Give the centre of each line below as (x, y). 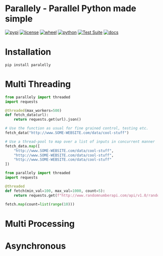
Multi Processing (40, 224)
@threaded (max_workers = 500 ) (33, 110)
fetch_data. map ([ (23, 146)
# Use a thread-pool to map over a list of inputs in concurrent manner (80, 142)
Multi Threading (38, 84)
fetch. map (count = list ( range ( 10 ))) (40, 204)
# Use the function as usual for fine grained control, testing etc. (77, 128)
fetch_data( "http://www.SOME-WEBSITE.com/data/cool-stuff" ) (67, 133)
